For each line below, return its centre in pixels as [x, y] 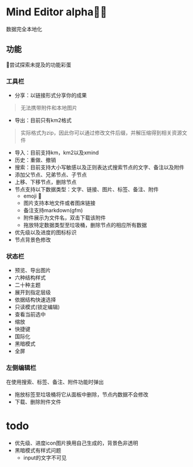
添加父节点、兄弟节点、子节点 [50, 175]
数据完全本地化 [24, 29]
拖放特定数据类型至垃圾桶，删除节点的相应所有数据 [85, 225]
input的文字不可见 [45, 458]
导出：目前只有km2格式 [43, 121]
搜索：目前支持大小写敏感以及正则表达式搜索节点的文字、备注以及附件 [99, 168]
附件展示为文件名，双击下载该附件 [65, 218]
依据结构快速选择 [35, 300]
